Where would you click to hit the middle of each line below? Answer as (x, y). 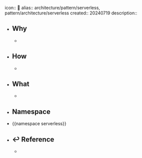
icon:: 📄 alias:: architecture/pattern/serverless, (52, 8)
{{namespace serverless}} (39, 124)
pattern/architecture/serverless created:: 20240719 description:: (71, 13)
